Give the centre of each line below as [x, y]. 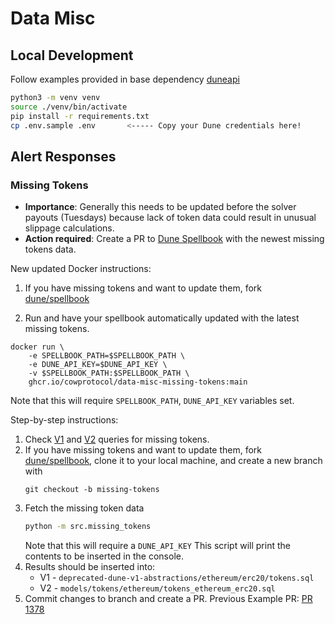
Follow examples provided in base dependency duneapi [125, 79]
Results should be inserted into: [90, 567]
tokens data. [50, 249]
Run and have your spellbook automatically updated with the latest [162, 318]
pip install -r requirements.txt [80, 116]
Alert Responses [63, 156]
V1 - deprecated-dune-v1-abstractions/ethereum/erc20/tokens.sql [177, 578]
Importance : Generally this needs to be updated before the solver [160, 207]
